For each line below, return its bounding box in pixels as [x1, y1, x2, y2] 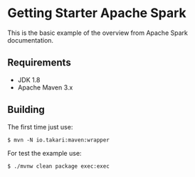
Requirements [7, 57, 71, 69]
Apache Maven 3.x [17, 83, 73, 92]
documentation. [7, 36, 54, 44]
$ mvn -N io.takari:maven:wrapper [7, 136, 110, 144]
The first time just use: [7, 122, 73, 131]
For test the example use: [7, 149, 82, 157]
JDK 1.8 [17, 75, 41, 84]
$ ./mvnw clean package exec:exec [7, 162, 110, 170]
